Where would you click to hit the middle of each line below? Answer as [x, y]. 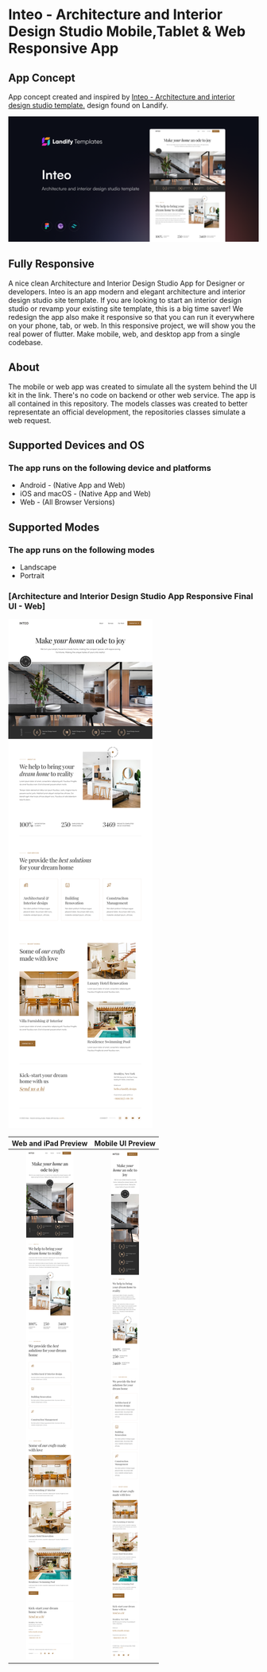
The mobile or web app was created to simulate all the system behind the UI [133, 387]
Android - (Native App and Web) [72, 485]
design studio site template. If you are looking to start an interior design [125, 300]
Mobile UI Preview [125, 1143]
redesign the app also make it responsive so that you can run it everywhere [132, 317]
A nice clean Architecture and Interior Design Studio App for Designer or [126, 283]
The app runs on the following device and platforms [110, 468]
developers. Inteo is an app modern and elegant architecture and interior [127, 291]
